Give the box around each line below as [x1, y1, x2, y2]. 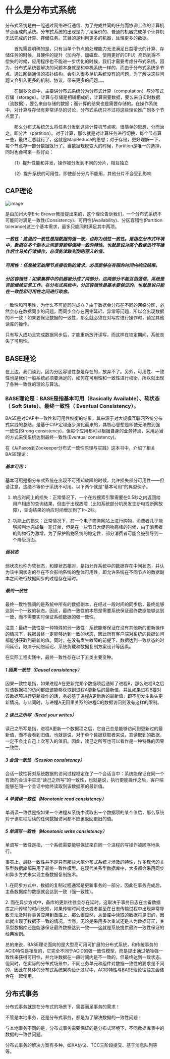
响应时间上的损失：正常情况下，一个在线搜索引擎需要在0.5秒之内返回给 [12, 494, 161, 500]
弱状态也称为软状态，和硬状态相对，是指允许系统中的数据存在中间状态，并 [5, 563, 160, 569]
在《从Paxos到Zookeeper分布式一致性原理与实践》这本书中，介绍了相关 [5, 444, 155, 451]
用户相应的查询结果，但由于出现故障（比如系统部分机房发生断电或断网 [12, 500, 159, 507]
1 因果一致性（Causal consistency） [5, 667, 82, 673]
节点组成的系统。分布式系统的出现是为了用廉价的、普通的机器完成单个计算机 [5, 28, 164, 34]
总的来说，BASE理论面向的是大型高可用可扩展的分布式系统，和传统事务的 [5, 941, 158, 947]
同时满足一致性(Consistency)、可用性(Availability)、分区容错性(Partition [14, 217, 163, 223]
